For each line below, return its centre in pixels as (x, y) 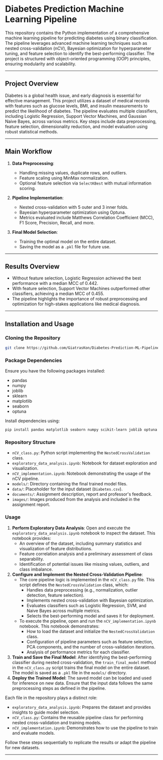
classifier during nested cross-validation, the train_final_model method (84, 662)
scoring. (28, 188)
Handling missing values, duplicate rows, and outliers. (73, 173)
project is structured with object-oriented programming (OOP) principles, (78, 58)
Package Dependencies (33, 360)
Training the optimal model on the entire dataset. (68, 241)
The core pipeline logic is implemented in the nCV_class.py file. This (87, 579)
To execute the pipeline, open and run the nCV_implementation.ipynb (88, 621)
